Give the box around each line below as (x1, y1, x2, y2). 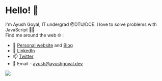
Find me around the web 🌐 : (5, 32, 64, 38)
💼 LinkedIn (12, 48, 35, 54)
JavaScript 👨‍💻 (5, 26, 35, 32)
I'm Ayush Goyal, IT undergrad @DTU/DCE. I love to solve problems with (5, 21, 157, 27)
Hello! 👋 (5, 5, 39, 16)
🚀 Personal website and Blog (12, 42, 73, 48)
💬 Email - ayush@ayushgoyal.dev (12, 60, 83, 66)
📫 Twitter (12, 53, 34, 59)
